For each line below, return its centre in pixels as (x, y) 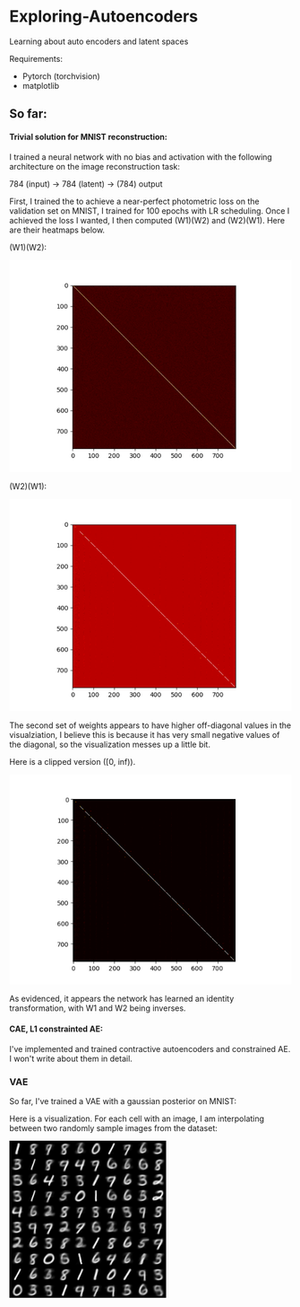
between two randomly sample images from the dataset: (113, 1127)
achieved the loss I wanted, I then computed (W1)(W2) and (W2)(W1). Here (147, 220)
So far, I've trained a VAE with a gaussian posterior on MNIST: (123, 1101)
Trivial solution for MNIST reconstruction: (89, 136)
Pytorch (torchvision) (61, 76)
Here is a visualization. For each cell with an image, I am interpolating (137, 1118)
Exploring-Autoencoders (104, 17)
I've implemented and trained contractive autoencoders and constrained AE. (150, 1048)
